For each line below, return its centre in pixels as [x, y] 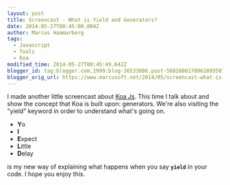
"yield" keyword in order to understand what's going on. [86, 111]
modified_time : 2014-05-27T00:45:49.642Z [67, 64]
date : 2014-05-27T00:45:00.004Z [53, 26]
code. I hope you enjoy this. [46, 174]
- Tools [24, 52]
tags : [15, 39]
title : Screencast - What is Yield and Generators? [82, 20]
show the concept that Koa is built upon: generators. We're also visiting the [113, 104]
